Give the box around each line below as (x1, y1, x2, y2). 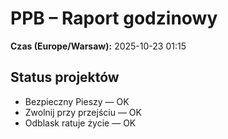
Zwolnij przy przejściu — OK (24, 106, 142, 118)
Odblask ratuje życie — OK (24, 117, 137, 129)
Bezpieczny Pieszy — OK (24, 95, 130, 107)
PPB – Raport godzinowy (10, 7, 218, 30)
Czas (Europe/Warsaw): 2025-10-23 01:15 (10, 40, 187, 52)
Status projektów (10, 69, 120, 86)
